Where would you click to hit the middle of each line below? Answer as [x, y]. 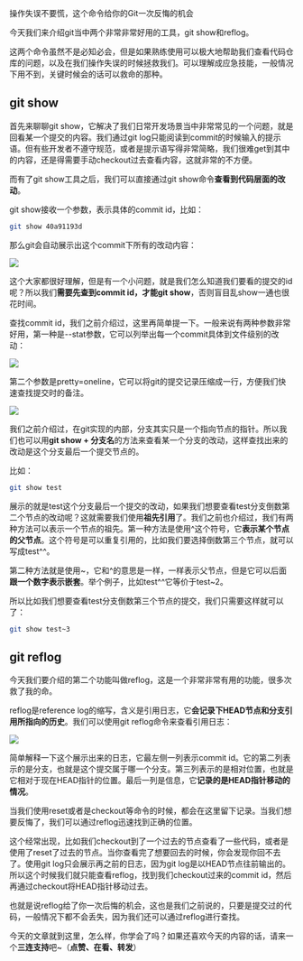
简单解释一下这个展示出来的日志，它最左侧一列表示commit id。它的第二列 [146, 758]
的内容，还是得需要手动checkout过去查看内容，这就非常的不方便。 [133, 160]
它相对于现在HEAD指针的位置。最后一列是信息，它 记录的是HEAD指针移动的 [150, 781]
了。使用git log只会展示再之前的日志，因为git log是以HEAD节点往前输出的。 [150, 864]
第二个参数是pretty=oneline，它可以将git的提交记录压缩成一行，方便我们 [144, 381]
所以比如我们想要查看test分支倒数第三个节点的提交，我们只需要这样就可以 [147, 601]
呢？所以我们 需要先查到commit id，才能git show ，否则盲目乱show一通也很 [150, 292]
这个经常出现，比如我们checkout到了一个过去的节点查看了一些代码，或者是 [149, 841]
